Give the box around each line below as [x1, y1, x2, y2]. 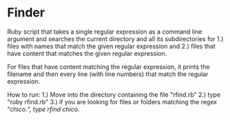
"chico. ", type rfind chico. [7, 105, 81, 113]
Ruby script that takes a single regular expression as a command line [7, 27, 202, 36]
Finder [7, 5, 45, 21]
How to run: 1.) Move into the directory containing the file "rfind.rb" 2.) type [7, 91, 221, 99]
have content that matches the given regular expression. [7, 49, 167, 58]
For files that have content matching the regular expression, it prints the [7, 62, 210, 71]
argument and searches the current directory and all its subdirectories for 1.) [7, 34, 224, 43]
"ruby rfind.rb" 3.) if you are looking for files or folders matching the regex [7, 97, 218, 106]
